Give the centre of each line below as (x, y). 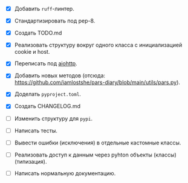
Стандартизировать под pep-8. (55, 21)
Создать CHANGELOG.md (47, 106)
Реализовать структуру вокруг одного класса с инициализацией (98, 45)
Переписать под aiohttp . (46, 63)
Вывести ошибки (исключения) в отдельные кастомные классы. (98, 143)
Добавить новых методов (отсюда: (60, 75)
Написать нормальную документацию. (65, 173)
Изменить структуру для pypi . (53, 118)
